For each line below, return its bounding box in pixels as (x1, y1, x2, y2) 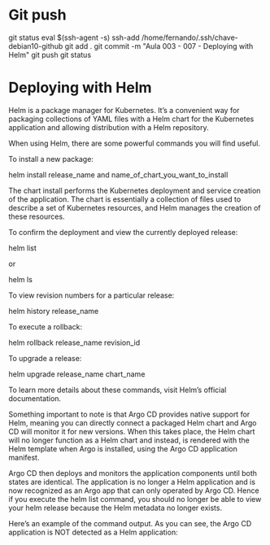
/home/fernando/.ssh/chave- (141, 33, 238, 42)
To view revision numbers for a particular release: (8, 290, 175, 300)
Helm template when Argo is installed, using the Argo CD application (8, 443, 237, 453)
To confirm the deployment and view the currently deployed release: (8, 227, 238, 237)
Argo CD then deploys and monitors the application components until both (8, 468, 258, 477)
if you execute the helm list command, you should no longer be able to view (8, 494, 262, 504)
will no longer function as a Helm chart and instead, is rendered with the (8, 435, 250, 445)
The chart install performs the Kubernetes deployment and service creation (8, 185, 261, 195)
